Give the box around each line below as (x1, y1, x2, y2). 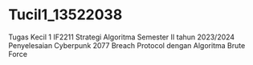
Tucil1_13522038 (8, 6, 123, 24)
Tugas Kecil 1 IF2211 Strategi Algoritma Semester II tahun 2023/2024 (8, 32, 235, 42)
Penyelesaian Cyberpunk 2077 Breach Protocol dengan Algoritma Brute (8, 40, 246, 50)
